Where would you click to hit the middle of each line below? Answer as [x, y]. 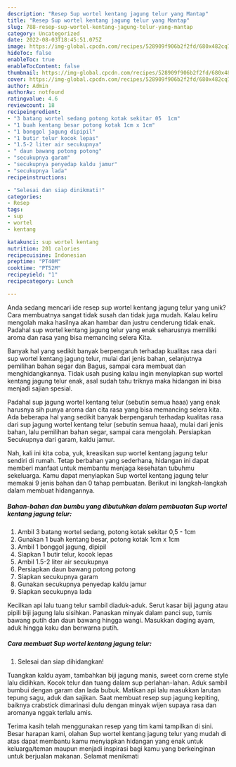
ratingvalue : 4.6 [33, 99]
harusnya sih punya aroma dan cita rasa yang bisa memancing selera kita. [114, 410]
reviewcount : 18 [31, 106]
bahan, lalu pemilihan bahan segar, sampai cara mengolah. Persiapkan [109, 432]
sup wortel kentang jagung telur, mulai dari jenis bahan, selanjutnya [105, 358]
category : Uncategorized [44, 33]
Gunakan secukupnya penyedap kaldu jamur [82, 584]
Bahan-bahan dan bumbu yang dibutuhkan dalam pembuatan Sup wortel [117, 507]
